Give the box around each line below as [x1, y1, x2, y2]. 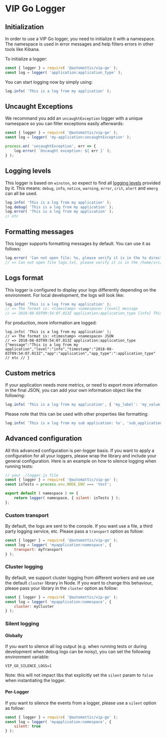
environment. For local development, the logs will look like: [5, 292, 124, 298]
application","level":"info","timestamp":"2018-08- [5, 347, 114, 352]
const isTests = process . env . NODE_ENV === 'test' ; [5, 482, 112, 487]
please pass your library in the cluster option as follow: [5, 585, 119, 591]
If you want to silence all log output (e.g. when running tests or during [5, 643, 147, 649]
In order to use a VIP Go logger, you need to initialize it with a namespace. [5, 36, 156, 42]
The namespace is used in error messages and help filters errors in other [5, 41, 154, 47]
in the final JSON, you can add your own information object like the [5, 387, 142, 393]
